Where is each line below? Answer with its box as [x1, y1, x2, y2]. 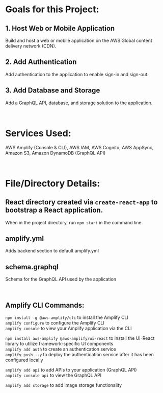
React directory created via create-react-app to [5, 198, 158, 206]
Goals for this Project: [5, 4, 99, 15]
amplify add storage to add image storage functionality [5, 382, 122, 388]
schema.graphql [5, 262, 59, 271]
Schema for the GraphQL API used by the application [5, 276, 116, 282]
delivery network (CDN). [5, 43, 57, 49]
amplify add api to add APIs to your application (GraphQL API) [5, 367, 137, 373]
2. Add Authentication [5, 58, 77, 66]
